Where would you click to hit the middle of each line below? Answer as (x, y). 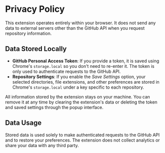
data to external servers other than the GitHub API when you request (75, 28)
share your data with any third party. (42, 145)
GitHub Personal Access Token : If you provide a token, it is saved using (86, 61)
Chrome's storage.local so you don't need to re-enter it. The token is (83, 66)
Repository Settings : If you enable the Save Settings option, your (79, 76)
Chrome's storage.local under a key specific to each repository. (78, 87)
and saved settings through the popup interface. (54, 107)
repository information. (28, 33)
